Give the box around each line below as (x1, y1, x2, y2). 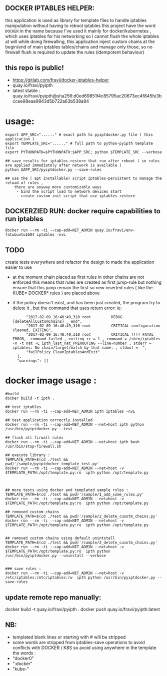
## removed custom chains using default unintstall (5, 536, 115, 541)
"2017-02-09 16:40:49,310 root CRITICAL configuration (25, 323, 161, 329)
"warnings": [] (17, 358, 49, 364)
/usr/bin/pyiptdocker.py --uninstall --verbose (5, 553, 106, 559)
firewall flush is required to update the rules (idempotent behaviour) (5, 49, 144, 55)
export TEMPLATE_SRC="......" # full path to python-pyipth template (5, 141, 153, 146)
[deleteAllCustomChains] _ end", (12, 319, 82, 324)
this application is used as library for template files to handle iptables (5, 17, 147, 23)
